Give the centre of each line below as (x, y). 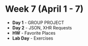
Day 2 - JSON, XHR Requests (42, 27)
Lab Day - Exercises (33, 38)
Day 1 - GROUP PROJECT (38, 23)
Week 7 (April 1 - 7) (44, 9)
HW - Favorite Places (34, 33)
